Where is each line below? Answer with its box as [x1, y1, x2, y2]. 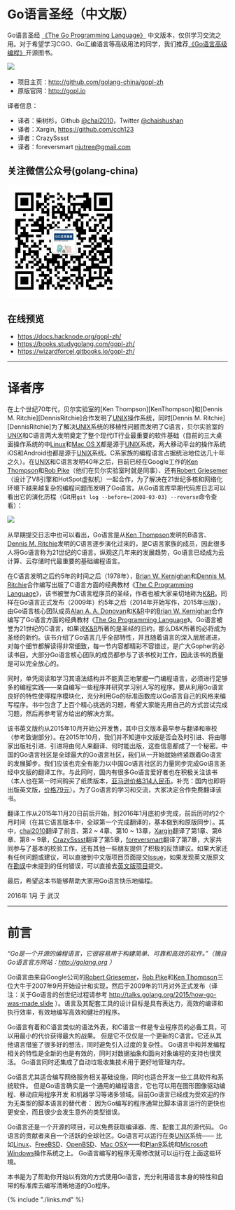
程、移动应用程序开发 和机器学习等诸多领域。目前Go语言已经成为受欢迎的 [7, 1090, 220, 1099]
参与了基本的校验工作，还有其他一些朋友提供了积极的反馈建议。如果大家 [13, 844, 222, 852]
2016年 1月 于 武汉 [7, 891, 60, 900]
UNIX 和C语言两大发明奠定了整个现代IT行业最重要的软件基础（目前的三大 [7, 431, 217, 439]
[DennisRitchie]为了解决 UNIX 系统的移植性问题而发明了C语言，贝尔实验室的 [7, 422, 224, 431]
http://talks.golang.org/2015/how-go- [108, 991, 217, 999]
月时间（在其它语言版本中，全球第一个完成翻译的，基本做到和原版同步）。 [7, 818, 219, 826]
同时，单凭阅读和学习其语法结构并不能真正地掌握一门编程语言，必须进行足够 [7, 674, 228, 682]
